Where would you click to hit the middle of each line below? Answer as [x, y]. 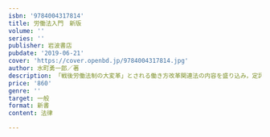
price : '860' [30, 83]
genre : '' [25, 91]
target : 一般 [29, 98]
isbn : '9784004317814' [46, 16]
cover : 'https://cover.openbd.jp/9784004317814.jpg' [98, 61]
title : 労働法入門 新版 [45, 23]
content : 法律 [31, 114]
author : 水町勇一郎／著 [44, 68]
